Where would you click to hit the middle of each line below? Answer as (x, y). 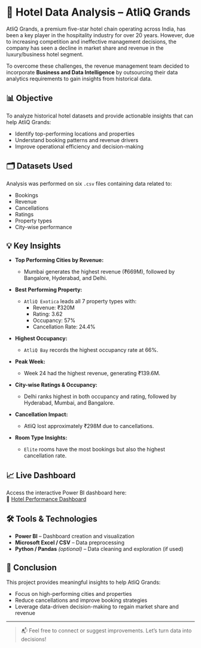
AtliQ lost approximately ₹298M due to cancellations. (89, 426)
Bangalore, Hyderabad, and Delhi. (66, 278)
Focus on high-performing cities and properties (73, 593)
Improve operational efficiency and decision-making (79, 146)
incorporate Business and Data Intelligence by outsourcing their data (92, 72)
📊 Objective (30, 98)
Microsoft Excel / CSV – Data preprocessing (69, 542)
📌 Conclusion (31, 568)
